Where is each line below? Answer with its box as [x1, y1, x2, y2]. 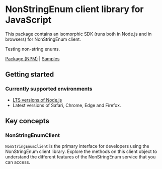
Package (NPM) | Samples [5, 55, 60, 61]
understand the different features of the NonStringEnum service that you [5, 154, 156, 160]
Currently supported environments [5, 86, 93, 93]
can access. [5, 159, 31, 165]
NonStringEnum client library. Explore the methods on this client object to [5, 148, 157, 154]
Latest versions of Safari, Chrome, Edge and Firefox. [12, 102, 121, 108]
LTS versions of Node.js [12, 97, 62, 103]
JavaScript [5, 14, 52, 26]
